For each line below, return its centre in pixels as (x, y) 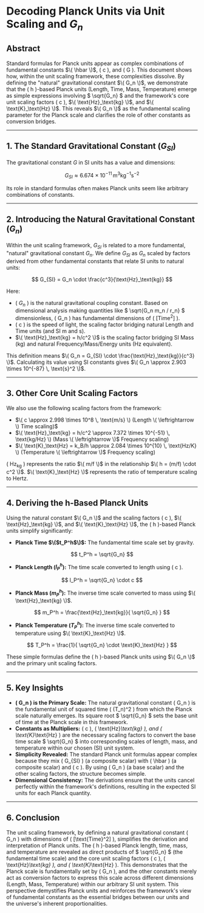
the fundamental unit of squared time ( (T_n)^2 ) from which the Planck (104, 709)
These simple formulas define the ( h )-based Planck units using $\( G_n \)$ (101, 657)
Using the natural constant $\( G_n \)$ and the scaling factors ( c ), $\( (94, 518)
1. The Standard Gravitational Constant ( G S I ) (91, 147)
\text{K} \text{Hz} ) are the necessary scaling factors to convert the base (105, 735)
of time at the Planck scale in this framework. (72, 722)
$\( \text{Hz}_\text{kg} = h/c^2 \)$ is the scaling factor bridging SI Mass (104, 338)
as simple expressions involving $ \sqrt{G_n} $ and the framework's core (98, 95)
